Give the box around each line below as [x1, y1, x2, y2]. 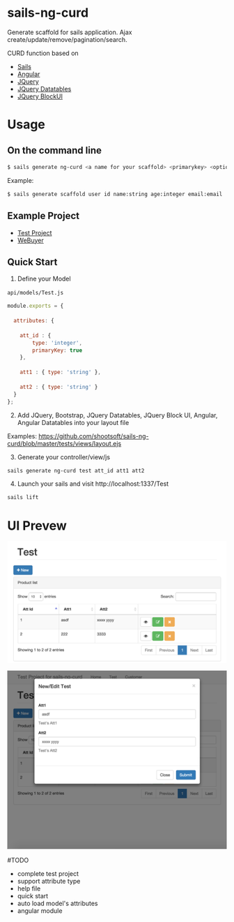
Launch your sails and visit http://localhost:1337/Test [17, 479, 169, 488]
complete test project [17, 869, 79, 877]
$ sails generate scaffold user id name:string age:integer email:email [7, 191, 223, 198]
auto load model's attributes [17, 899, 98, 907]
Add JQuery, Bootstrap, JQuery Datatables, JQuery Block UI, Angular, [17, 410, 218, 419]
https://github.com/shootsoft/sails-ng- [38, 431, 149, 440]
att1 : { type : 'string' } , [19, 369, 101, 376]
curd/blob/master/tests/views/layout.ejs [7, 439, 122, 447]
